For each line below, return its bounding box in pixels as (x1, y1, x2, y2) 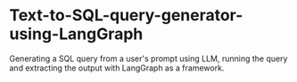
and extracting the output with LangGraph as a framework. (9, 63, 225, 73)
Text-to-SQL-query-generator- (9, 5, 243, 26)
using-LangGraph (9, 24, 144, 44)
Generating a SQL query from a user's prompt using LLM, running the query (9, 53, 288, 63)
